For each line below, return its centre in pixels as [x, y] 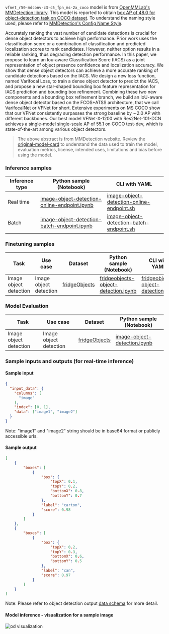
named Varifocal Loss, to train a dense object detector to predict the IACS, [82, 81]
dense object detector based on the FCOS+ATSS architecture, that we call [82, 102]
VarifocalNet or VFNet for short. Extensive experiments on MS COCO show [83, 108]
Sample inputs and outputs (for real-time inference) [70, 361]
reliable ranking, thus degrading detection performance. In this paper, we [81, 54]
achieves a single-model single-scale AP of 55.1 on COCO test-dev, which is [84, 124]
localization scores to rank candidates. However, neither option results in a [82, 49]
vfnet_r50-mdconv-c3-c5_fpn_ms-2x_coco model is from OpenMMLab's [77, 7]
